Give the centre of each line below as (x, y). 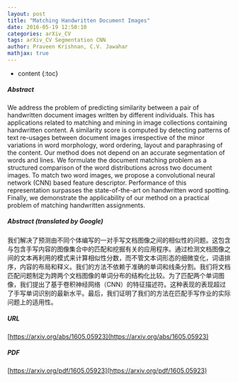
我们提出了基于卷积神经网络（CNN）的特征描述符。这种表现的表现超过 (123, 284)
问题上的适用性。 (32, 302)
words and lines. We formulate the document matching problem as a (107, 160)
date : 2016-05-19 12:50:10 (47, 27)
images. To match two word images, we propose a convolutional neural (111, 175)
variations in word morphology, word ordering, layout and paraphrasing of (115, 145)
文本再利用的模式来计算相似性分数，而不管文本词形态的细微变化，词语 (122, 257)
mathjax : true (28, 54)
